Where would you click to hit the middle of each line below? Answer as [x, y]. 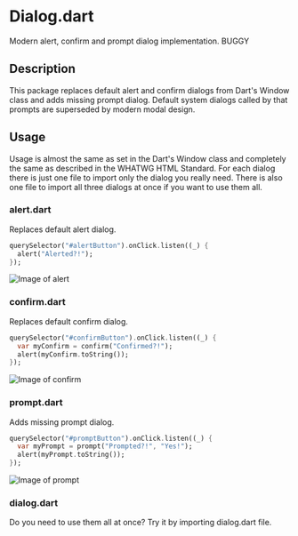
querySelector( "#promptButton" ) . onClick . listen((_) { [111, 438]
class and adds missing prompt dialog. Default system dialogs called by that [149, 100]
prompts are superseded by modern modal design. [102, 109]
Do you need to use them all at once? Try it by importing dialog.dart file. [141, 523]
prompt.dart [36, 403]
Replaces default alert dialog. [63, 229]
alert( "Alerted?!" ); [55, 254]
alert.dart [30, 210]
